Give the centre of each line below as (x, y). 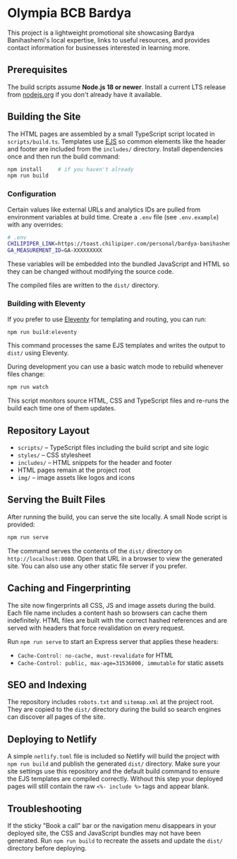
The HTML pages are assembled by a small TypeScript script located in (111, 134)
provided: (21, 524)
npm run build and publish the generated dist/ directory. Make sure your (114, 764)
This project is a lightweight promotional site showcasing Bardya (101, 33)
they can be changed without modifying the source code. (91, 272)
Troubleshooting (45, 808)
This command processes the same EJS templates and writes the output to (116, 345)
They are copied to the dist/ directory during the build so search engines (114, 710)
